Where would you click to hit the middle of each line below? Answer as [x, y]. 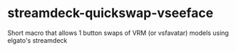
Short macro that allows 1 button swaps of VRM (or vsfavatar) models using [118, 33]
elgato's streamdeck [37, 40]
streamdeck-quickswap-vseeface [111, 13]
